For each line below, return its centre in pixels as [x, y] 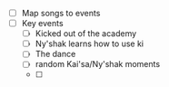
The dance [55, 54]
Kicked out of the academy [86, 34]
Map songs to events [61, 13]
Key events [43, 24]
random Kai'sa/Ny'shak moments [98, 64]
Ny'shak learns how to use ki [89, 43]
